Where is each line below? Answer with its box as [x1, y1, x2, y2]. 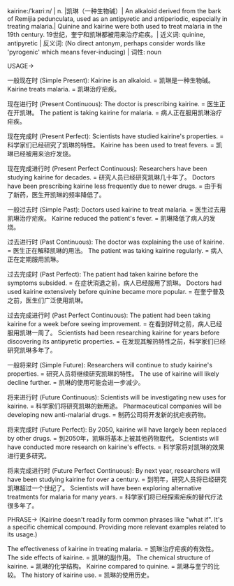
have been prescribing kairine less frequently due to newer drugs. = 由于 [7, 182, 217, 190]
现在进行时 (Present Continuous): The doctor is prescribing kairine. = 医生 [7, 100, 220, 108]
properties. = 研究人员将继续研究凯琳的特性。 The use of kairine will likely [7, 369, 219, 378]
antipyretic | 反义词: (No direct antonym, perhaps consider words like [7, 39, 206, 47]
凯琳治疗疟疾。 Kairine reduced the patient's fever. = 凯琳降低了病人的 [7, 214, 210, 222]
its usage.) [7, 530, 38, 539]
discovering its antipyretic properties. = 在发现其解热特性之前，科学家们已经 [7, 337, 226, 345]
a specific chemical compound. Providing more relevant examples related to [7, 523, 226, 531]
